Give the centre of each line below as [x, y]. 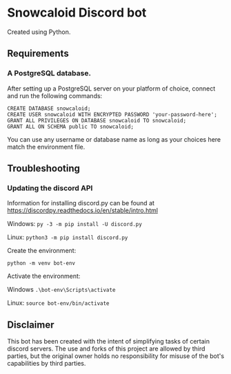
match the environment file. [46, 147]
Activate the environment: [44, 276]
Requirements [38, 54]
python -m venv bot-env [41, 263]
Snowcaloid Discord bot [77, 13]
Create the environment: [42, 251]
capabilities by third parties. [47, 364]
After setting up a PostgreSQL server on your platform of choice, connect [111, 88]
